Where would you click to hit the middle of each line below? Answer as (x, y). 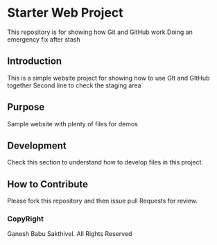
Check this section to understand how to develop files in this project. (105, 162)
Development (37, 145)
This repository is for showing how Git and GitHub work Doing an (100, 32)
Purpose (26, 107)
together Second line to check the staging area (74, 85)
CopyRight (25, 219)
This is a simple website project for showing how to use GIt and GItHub (108, 78)
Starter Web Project (65, 13)
